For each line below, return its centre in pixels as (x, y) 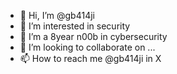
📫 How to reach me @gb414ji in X (90, 58)
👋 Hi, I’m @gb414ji (57, 15)
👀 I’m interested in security (75, 26)
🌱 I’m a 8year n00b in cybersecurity (93, 36)
